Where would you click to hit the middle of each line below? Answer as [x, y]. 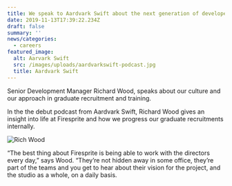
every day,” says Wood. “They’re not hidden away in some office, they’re [110, 160]
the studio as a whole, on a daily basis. [62, 175]
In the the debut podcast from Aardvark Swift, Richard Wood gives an [106, 112]
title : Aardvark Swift [46, 71]
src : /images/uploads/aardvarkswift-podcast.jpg [85, 65]
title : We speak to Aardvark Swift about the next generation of [103, 13]
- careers [27, 45]
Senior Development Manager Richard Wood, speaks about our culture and [114, 91]
